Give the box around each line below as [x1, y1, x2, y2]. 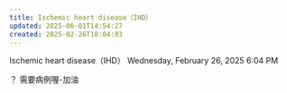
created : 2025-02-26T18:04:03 [9, 30, 124, 38]
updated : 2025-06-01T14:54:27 [9, 21, 124, 30]
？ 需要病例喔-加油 [9, 74, 79, 85]
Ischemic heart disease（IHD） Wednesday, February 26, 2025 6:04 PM [9, 55, 279, 66]
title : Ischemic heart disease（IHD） [9, 13, 153, 22]
